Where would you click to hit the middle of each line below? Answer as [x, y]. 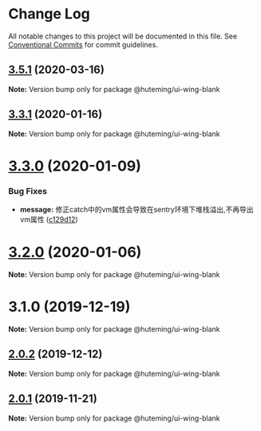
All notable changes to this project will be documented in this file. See [123, 36]
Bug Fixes [28, 191]
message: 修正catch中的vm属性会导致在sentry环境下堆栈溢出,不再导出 [136, 210]
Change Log [49, 14]
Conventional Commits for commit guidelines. [83, 44]
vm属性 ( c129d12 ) [49, 220]
